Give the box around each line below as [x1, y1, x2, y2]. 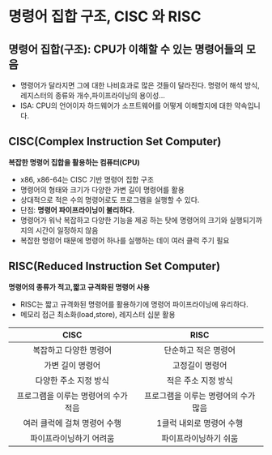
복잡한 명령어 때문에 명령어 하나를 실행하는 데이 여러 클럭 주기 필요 [19, 235, 230, 245]
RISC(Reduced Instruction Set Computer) [8, 260, 221, 273]
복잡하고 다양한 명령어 [32, 344, 112, 355]
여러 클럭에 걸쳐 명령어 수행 [23, 417, 121, 428]
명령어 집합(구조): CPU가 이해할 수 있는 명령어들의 [8, 42, 244, 56]
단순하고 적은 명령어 [164, 344, 236, 355]
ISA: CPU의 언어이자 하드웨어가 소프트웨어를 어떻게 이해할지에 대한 [19, 101, 233, 110]
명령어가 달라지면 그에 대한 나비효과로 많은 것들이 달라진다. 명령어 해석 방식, [19, 80, 261, 90]
